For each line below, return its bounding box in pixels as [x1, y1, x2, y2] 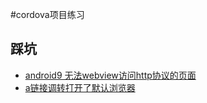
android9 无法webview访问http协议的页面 [24, 69, 197, 81]
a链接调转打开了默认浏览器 [24, 81, 136, 93]
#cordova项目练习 [10, 9, 85, 20]
